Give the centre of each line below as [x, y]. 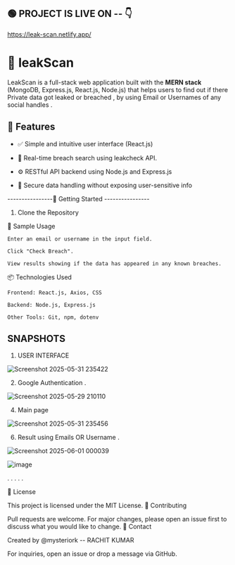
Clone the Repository [48, 212]
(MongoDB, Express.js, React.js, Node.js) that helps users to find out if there [118, 89]
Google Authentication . [52, 383]
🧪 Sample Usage [31, 226]
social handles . [30, 104]
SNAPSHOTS [36, 338]
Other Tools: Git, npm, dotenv [53, 317]
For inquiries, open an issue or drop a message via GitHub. [92, 554]
